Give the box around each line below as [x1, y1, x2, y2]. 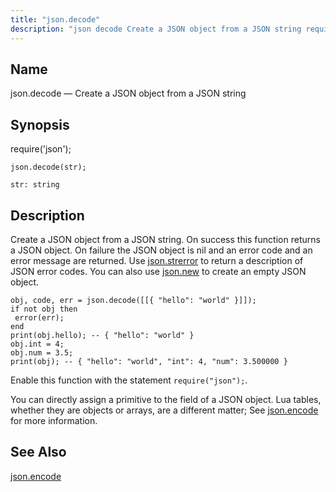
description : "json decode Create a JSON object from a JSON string [10, 24, 302, 34]
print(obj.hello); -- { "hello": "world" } [10, 330, 195, 340]
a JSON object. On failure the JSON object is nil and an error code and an [10, 244, 313, 256]
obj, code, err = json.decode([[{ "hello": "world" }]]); [10, 295, 257, 305]
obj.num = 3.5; [10, 347, 74, 358]
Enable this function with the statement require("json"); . [10, 374, 248, 386]
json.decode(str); [10, 162, 87, 173]
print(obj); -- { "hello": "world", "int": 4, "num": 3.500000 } [10, 356, 288, 366]
